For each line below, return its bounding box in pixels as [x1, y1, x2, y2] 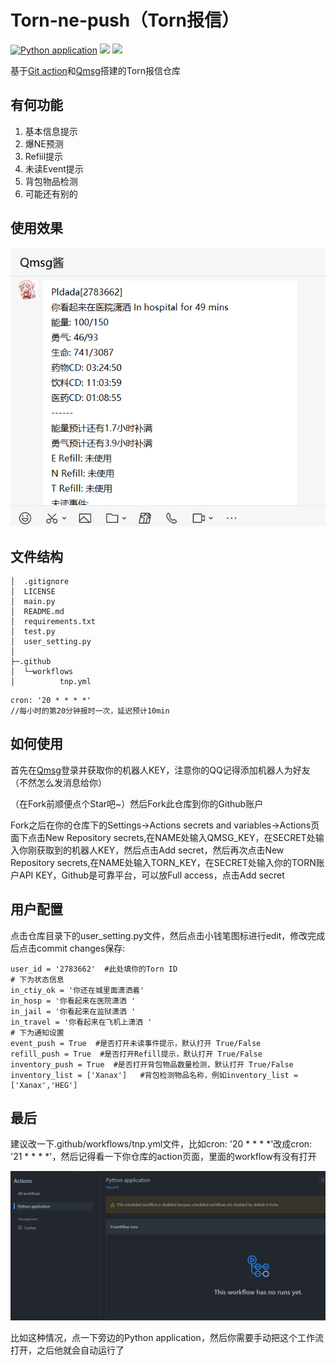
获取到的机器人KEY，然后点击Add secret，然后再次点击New [36, 844, 285, 856]
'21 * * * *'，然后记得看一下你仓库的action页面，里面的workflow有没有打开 [10, 1151, 317, 1163]
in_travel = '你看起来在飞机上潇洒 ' [10, 1017, 153, 1027]
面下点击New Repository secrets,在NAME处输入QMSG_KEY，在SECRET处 [10, 831, 316, 843]
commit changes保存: [36, 942, 126, 954]
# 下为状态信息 [10, 974, 65, 985]
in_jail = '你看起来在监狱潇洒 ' [10, 1006, 137, 1016]
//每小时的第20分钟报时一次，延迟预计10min [10, 706, 170, 716]
